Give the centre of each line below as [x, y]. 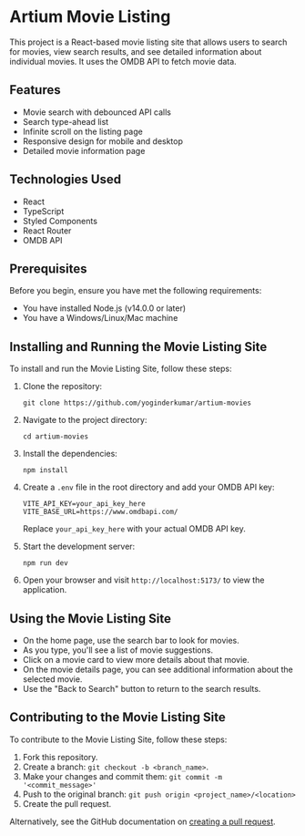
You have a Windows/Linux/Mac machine [100, 318]
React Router [47, 231]
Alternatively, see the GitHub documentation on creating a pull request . [142, 821]
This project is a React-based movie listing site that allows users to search [148, 42]
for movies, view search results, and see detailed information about [136, 51]
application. [45, 590]
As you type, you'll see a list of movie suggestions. [118, 650]
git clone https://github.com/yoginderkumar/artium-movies [137, 403]
